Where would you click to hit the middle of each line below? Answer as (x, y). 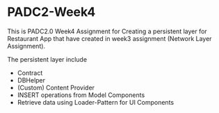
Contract (30, 73)
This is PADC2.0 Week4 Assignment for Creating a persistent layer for (107, 31)
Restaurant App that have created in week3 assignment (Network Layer (109, 38)
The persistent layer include (47, 59)
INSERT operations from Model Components (81, 95)
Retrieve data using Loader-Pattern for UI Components (96, 102)
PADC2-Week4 (51, 12)
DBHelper (31, 80)
